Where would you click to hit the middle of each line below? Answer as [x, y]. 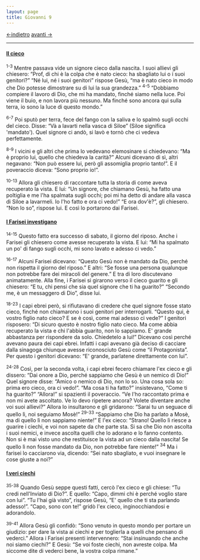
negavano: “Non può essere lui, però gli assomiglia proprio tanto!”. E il [92, 164]
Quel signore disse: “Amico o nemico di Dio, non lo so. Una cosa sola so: [95, 381]
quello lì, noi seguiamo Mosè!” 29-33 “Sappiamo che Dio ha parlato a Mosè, [98, 414]
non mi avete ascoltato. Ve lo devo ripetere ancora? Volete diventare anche [98, 400]
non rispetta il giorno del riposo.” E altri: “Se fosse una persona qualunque [97, 267]
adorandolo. [21, 513]
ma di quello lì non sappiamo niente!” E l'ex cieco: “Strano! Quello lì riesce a [99, 420]
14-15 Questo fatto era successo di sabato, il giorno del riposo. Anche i [92, 235]
